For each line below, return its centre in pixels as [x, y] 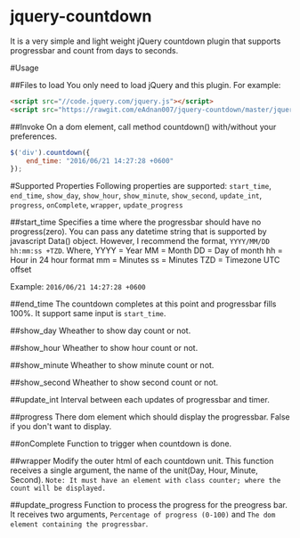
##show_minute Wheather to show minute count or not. [112, 365]
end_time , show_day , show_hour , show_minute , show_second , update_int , [136, 196]
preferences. [33, 136]
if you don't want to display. [61, 427]
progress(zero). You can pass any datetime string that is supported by [138, 232]
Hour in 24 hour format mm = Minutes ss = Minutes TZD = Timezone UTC [145, 260]
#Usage [24, 68]
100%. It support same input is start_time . [88, 314]
